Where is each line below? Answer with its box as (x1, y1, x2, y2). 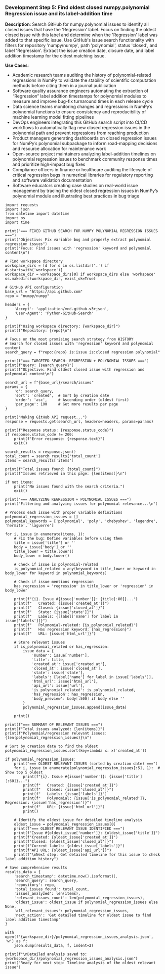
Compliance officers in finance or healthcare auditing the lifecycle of (12, 167, 152, 173)
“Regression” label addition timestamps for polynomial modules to (12, 93, 147, 99)
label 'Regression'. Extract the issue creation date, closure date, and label (5, 48, 155, 53)
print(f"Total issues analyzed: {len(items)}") (5, 727, 105, 731)
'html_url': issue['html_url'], (31, 679, 98, 684)
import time (5, 220, 30, 225)
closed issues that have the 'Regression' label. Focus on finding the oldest (5, 27, 157, 33)
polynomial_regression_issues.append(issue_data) (23, 705, 127, 710)
